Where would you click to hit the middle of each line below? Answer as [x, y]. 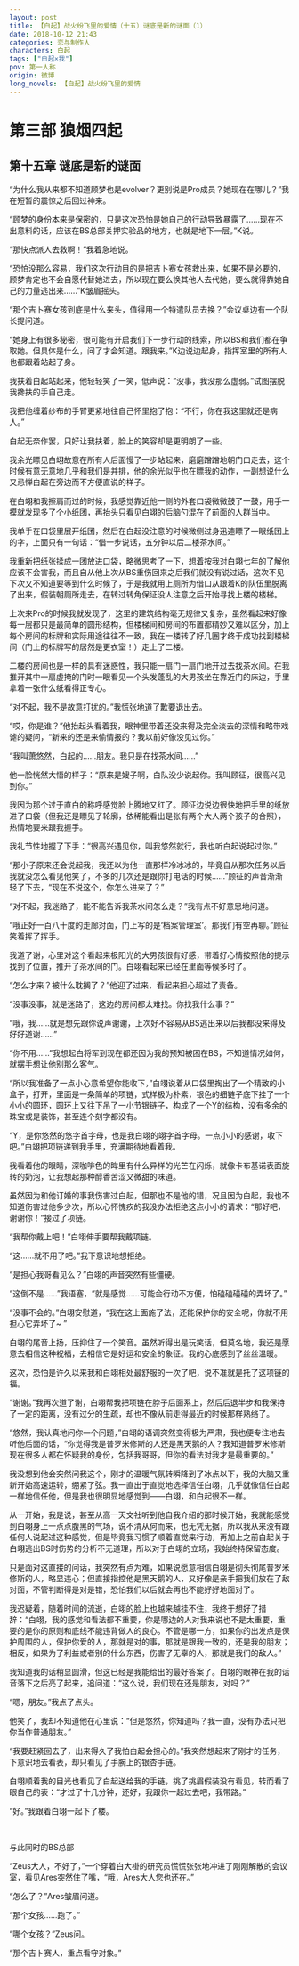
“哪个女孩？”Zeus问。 [49, 1934]
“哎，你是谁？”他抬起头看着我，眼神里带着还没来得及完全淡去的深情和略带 [145, 726]
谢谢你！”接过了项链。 [50, 1217]
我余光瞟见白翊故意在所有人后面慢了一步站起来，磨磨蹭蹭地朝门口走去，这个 [149, 459]
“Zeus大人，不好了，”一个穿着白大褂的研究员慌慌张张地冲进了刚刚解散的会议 [148, 1865]
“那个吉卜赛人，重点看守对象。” [65, 1953]
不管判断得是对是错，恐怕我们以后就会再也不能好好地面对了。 [145, 1589]
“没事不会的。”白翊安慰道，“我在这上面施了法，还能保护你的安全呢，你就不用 [149, 1312]
